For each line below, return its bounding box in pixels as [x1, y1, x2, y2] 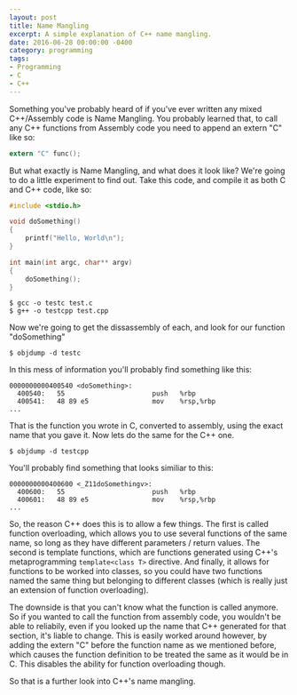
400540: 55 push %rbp [17, 389, 197, 398]
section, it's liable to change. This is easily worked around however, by [9, 630, 268, 641]
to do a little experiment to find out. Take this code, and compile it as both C [9, 174, 286, 185]
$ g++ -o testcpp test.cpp [9, 307, 109, 316]
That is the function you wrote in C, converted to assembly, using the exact [9, 420, 284, 431]
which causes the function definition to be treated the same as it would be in [9, 650, 289, 660]
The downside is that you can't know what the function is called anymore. [9, 602, 279, 613]
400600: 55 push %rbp [17, 488, 197, 497]
